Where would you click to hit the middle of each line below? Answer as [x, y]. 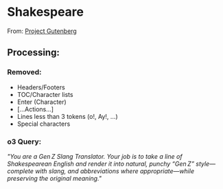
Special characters [44, 124]
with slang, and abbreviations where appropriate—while [115, 171]
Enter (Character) [42, 102]
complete [21, 171]
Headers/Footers [41, 87]
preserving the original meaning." [54, 178]
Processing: [33, 53]
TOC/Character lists [45, 94]
